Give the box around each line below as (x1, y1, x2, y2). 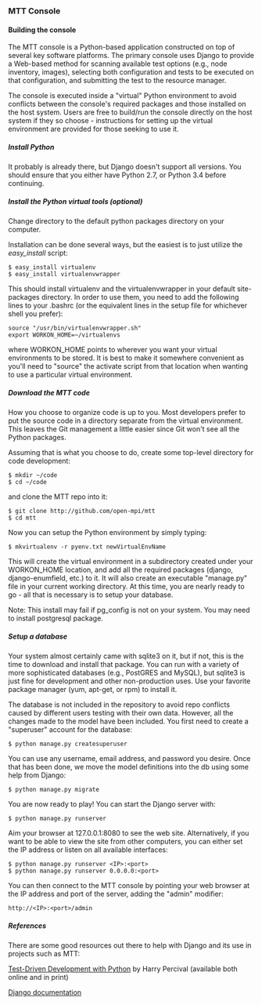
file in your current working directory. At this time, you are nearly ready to (8, 582, 245, 592)
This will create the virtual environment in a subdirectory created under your (8, 557, 253, 566)
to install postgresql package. (8, 614, 103, 623)
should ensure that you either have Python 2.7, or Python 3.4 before (8, 170, 227, 180)
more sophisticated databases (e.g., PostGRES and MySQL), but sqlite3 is (8, 668, 246, 677)
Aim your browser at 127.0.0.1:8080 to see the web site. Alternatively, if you (8, 828, 249, 837)
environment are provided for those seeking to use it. (8, 124, 179, 134)
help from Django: (8, 770, 66, 780)
